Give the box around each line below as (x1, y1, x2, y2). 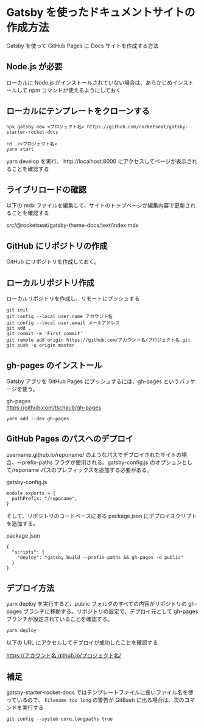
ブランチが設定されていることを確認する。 (6, 615, 113, 623)
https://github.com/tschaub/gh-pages (6, 404, 102, 411)
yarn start (6, 146, 34, 152)
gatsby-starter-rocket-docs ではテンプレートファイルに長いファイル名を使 (6, 688, 194, 696)
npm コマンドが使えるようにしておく (29, 86, 122, 94)
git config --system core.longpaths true (6, 716, 113, 723)
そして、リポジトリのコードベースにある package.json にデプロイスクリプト (6, 512, 197, 519)
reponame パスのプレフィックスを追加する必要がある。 (13, 466, 153, 473)
